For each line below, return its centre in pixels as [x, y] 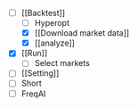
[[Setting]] [40, 73]
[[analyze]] [54, 43]
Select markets [62, 63]
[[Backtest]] [43, 13]
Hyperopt [52, 23]
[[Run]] [34, 54]
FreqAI [33, 94]
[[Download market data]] [82, 33]
